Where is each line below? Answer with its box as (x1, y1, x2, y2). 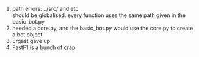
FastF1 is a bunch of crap (12, 44, 76, 51)
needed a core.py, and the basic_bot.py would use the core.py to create (12, 24, 194, 32)
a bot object (12, 31, 43, 38)
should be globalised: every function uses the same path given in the (12, 12, 186, 19)
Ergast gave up (12, 38, 51, 44)
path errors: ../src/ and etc (12, 5, 79, 12)
